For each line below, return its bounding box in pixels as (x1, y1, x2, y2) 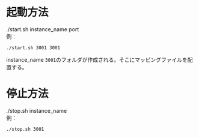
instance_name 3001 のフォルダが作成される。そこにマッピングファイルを (6, 56, 188, 63)
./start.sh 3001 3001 (6, 44, 61, 51)
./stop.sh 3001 (6, 126, 44, 132)
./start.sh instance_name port (6, 25, 79, 33)
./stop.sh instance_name (6, 107, 67, 114)
